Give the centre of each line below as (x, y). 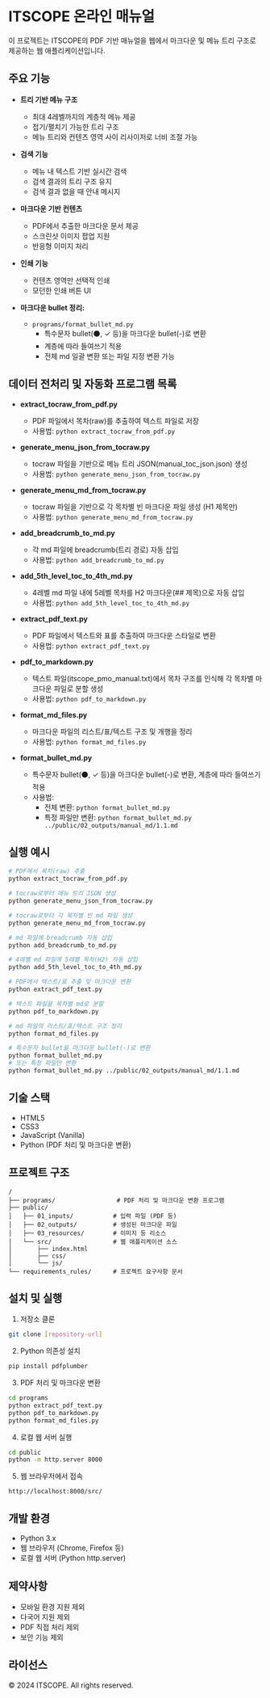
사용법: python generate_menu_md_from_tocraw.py (112, 516)
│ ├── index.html (48, 1249)
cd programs (28, 1398)
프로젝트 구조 (39, 1173)
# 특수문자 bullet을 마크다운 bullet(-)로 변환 (79, 1048)
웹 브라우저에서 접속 (51, 1477)
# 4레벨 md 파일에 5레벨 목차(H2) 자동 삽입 (73, 960)
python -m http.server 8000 (56, 1460)
